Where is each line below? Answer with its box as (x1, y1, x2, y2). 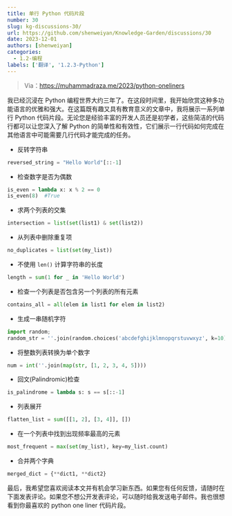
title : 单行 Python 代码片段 (7, 10, 85, 17)
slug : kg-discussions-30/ (7, 23, 81, 30)
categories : (7, 49, 41, 56)
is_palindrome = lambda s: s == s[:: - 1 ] (7, 389, 126, 396)
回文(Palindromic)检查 (17, 375, 80, 383)
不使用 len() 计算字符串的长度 (17, 260, 104, 268)
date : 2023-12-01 (7, 36, 57, 43)
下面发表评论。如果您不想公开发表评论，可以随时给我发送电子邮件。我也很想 (7, 492, 225, 501)
